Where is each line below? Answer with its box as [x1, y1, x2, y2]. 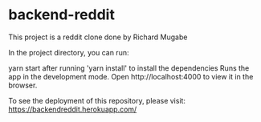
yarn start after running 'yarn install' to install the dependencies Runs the [8, 63, 250, 73]
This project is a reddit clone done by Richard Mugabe [8, 32, 188, 42]
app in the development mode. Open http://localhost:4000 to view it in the [8, 71, 254, 81]
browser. [8, 80, 38, 90]
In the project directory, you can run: [8, 47, 129, 57]
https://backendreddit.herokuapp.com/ [8, 104, 137, 114]
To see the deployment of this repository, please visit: [8, 96, 186, 105]
